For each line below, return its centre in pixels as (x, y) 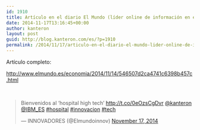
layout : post (22, 34)
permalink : (20, 45)
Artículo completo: (29, 62)
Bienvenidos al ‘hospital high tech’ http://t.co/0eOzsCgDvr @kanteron (106, 103)
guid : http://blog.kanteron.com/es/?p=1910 (61, 39)
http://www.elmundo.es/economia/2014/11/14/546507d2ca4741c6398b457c (99, 73)
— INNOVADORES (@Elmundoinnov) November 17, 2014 (90, 120)
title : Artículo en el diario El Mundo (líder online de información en (98, 17)
